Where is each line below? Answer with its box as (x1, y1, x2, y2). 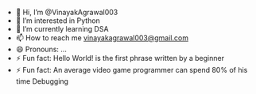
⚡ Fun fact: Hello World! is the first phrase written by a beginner (15, 54, 225, 62)
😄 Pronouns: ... (15, 44, 68, 54)
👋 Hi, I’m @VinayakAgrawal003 (15, 8, 118, 17)
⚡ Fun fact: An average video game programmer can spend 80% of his (15, 66, 248, 74)
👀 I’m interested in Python (15, 16, 101, 25)
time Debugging (15, 77, 69, 86)
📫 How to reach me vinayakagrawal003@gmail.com (15, 33, 189, 43)
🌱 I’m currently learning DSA (15, 24, 109, 33)
